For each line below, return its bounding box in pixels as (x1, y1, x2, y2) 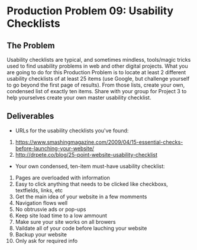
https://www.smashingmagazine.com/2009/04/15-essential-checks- (15, 138, 183, 145)
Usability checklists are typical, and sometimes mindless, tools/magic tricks (7, 56, 191, 63)
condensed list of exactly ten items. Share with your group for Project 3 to (7, 88, 187, 94)
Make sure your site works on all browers (15, 218, 116, 225)
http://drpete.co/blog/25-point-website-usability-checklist (15, 151, 157, 158)
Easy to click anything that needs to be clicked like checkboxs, (15, 180, 168, 188)
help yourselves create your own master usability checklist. (7, 94, 151, 101)
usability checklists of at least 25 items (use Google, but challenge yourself (7, 75, 190, 82)
